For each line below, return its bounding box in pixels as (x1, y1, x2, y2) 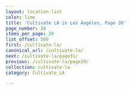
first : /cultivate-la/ (5, 42, 62, 48)
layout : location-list (5, 8, 62, 15)
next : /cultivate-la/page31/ (5, 53, 78, 59)
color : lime (5, 14, 35, 20)
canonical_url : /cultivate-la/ (5, 48, 84, 54)
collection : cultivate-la (5, 64, 70, 70)
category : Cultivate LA (5, 70, 65, 76)
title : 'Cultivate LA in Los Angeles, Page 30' (5, 20, 127, 26)
